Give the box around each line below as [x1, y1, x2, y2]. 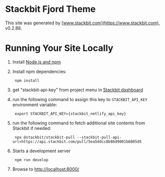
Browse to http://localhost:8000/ [12, 166, 80, 172]
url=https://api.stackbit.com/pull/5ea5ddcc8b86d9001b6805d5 [12, 139, 142, 144]
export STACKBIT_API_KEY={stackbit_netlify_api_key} [14, 111, 126, 116]
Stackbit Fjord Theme [5, 3, 96, 15]
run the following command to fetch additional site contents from [12, 120, 145, 126]
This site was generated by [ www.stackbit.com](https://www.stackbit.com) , [5, 20, 160, 26]
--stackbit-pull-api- [77, 135, 122, 140]
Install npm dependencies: [12, 68, 67, 74]
